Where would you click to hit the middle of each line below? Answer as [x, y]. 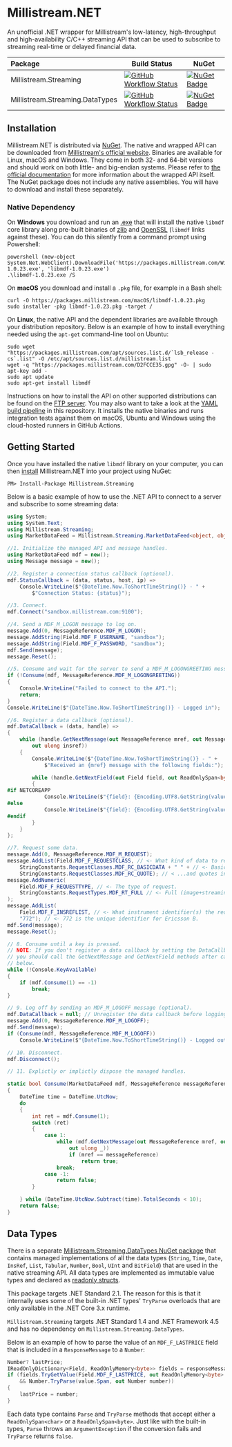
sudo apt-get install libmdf [49, 383]
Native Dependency [41, 207]
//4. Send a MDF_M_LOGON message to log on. [72, 625]
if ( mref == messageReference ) [114, 1154]
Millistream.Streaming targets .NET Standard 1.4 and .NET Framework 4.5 [113, 1321]
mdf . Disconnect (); [33, 1059]
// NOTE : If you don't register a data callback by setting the [101, 950]
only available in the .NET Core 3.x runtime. [69, 1308]
